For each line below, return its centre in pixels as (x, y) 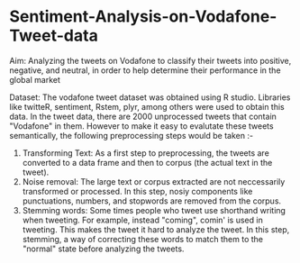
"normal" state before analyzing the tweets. (103, 249)
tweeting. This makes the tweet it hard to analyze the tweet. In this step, (156, 229)
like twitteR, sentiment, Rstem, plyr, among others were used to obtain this (147, 106)
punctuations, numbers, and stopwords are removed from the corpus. (152, 201)
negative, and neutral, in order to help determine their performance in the (145, 70)
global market (35, 79)
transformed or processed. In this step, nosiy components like (137, 191)
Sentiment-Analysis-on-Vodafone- (143, 17)
